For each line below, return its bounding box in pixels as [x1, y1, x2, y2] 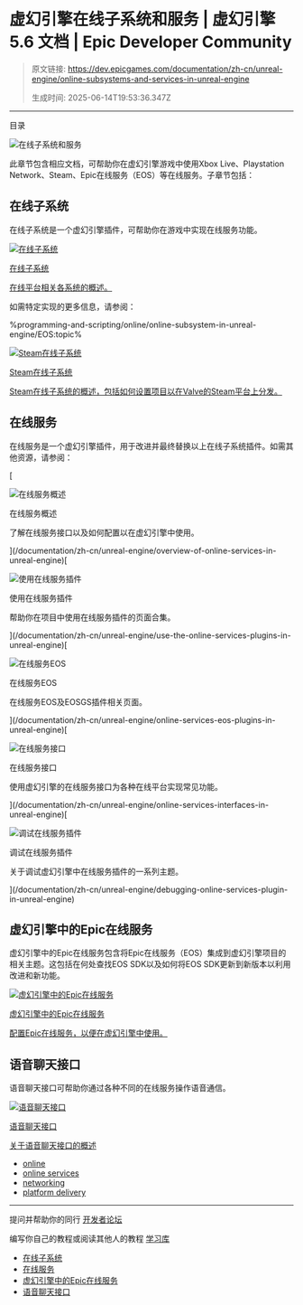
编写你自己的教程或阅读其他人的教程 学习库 [9, 1234, 170, 1244]
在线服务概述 [9, 508, 57, 519]
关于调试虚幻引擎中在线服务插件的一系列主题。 [9, 866, 183, 877]
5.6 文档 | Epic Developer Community [9, 32, 292, 52]
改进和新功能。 [9, 970, 65, 981]
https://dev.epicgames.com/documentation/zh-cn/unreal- [67, 63, 283, 74]
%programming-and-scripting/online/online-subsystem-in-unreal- [9, 319, 257, 330]
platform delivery [22, 1187, 87, 1198]
